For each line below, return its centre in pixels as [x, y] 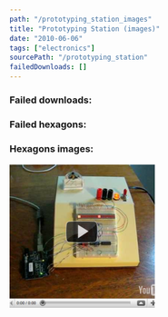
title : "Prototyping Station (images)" [85, 29]
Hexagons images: [51, 148]
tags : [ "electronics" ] [52, 48]
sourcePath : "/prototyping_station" [79, 58]
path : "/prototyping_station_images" [81, 19]
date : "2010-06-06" [46, 38]
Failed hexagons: [48, 124]
